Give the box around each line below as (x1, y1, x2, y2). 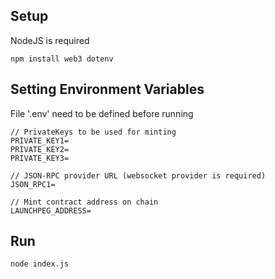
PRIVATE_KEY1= (10, 135, 70, 146)
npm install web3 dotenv (10, 54, 114, 64)
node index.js (10, 259, 70, 269)
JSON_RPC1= (10, 179, 56, 189)
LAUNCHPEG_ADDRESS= (10, 205, 92, 216)
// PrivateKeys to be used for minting (10, 127, 177, 137)
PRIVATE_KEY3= (10, 153, 70, 163)
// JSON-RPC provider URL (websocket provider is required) (10, 170, 267, 181)
